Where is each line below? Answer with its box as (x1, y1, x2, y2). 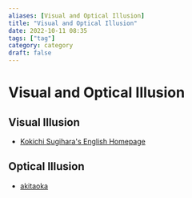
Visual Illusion (8, 115, 80, 129)
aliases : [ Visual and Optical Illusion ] (8, 11, 146, 20)
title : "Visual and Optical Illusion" (8, 19, 138, 27)
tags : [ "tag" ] (8, 34, 56, 42)
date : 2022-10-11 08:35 (8, 26, 88, 34)
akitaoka (19, 181, 49, 191)
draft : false (8, 49, 52, 57)
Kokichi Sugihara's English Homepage (19, 137, 146, 146)
